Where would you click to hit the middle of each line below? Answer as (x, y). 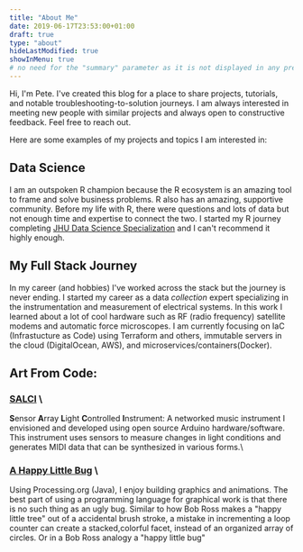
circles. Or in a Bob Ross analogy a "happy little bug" (107, 538)
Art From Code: (53, 373)
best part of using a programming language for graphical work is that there (148, 500)
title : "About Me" (44, 18)
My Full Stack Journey (73, 266)
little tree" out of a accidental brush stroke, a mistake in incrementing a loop (150, 519)
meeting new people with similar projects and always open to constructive (147, 113)
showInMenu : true (42, 59)
